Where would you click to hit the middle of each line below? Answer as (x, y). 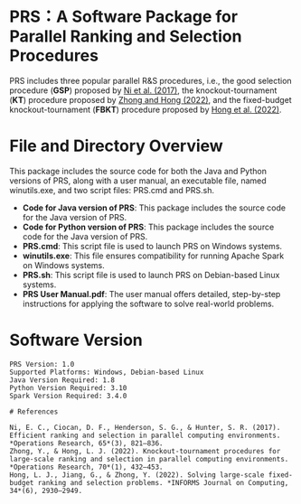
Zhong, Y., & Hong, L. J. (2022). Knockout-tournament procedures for (145, 451)
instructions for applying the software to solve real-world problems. (148, 303)
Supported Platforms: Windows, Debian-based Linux (107, 372)
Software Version (76, 340)
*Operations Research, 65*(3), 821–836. (87, 443)
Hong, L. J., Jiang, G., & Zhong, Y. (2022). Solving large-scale (137, 475)
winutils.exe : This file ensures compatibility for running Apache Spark (153, 256)
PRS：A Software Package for (123, 17)
